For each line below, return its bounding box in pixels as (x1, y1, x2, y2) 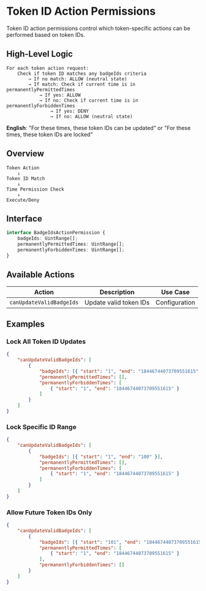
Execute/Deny (6, 197, 40, 203)
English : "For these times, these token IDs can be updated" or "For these (6, 124, 191, 131)
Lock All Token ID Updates (6, 337, 86, 346)
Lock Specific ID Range (6, 422, 77, 431)
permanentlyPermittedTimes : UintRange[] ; (17, 241, 124, 248)
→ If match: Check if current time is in (28, 81, 136, 87)
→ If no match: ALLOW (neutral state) (28, 75, 128, 82)
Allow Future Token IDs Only (6, 508, 93, 516)
